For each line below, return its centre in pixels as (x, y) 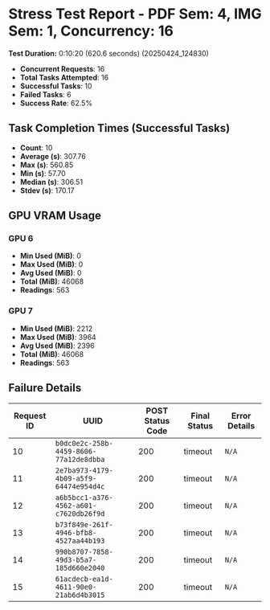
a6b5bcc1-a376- (84, 497)
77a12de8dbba (80, 459)
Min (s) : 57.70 (43, 173)
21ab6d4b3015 (80, 595)
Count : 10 (36, 147)
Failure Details (45, 388)
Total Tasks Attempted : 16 (64, 77)
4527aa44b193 (80, 540)
